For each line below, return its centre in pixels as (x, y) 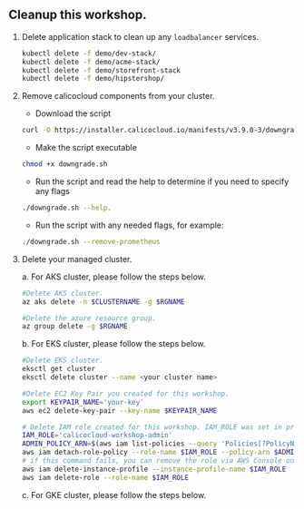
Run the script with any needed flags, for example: (129, 225)
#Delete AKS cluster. (62, 293)
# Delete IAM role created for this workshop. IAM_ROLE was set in (152, 427)
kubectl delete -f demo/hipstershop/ (93, 79)
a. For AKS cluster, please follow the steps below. (113, 277)
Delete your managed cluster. (77, 259)
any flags (52, 191)
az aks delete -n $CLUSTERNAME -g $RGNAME (103, 302)
